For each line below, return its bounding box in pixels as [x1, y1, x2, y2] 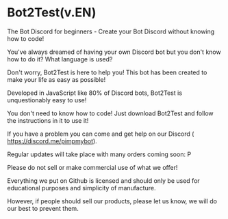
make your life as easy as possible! [7, 75, 106, 83]
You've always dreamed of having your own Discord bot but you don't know [7, 48, 221, 56]
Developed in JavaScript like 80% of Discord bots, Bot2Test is [7, 89, 183, 97]
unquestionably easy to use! [7, 96, 87, 104]
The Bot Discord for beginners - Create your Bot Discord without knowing [7, 27, 215, 35]
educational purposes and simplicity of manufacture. [7, 184, 156, 192]
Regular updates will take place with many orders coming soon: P [7, 150, 192, 158]
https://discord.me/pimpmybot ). [7, 136, 97, 145]
